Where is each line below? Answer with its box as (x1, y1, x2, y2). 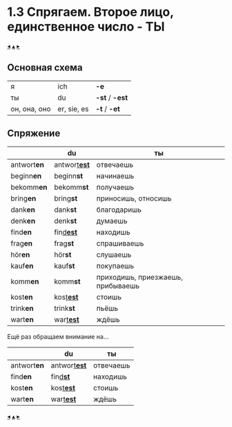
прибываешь (96, 281, 140, 291)
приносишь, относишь (96, 193, 172, 203)
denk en (10, 216, 36, 226)
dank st (54, 205, 77, 215)
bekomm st (54, 182, 89, 192)
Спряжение (7, 127, 61, 139)
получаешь (96, 182, 135, 192)
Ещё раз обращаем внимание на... (7, 332, 109, 340)
